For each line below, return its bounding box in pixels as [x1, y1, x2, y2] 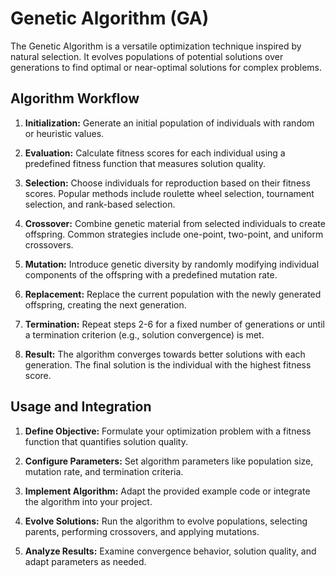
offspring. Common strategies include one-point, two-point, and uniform [24, 228, 324, 240]
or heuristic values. [24, 127, 105, 139]
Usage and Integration [10, 398, 152, 416]
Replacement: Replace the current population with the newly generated [24, 288, 322, 300]
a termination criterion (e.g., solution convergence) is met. [24, 328, 265, 341]
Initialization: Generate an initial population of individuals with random [24, 117, 315, 129]
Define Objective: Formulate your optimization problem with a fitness [24, 425, 312, 437]
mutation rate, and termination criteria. [24, 465, 184, 477]
